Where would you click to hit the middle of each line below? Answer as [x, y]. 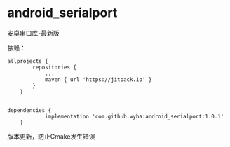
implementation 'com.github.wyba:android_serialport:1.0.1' [134, 116]
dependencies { [29, 110]
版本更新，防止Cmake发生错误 [51, 136]
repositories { [55, 67]
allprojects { [28, 61]
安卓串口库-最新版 [33, 33]
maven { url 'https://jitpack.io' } [98, 79]
